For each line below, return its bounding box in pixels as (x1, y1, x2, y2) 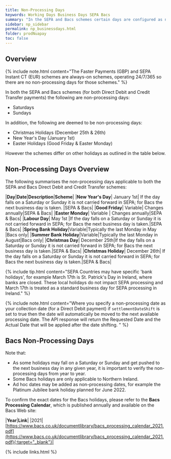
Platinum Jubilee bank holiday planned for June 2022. (12, 387, 126, 393)
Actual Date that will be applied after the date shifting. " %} (5, 321, 129, 328)
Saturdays (12, 104, 35, 110)
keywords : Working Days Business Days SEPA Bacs (5, 12, 110, 17)
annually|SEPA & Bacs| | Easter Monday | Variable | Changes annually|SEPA (5, 210, 162, 216)
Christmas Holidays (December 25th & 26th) (12, 129, 106, 136)
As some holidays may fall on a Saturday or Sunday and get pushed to (12, 360, 160, 366)
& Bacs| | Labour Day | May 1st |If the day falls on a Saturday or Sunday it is (5, 215, 161, 222)
